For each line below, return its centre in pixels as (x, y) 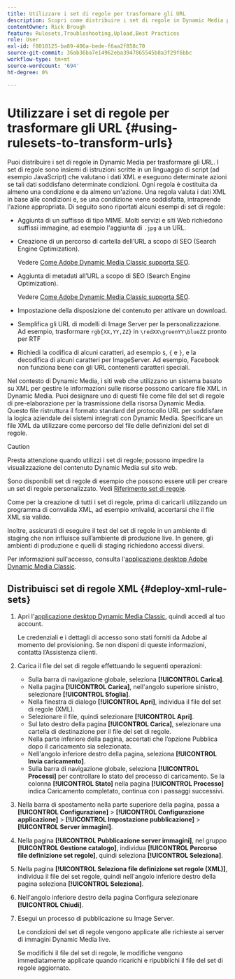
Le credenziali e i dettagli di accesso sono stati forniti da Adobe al (112, 637)
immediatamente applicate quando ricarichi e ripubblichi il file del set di (120, 961)
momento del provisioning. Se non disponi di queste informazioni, (112, 645)
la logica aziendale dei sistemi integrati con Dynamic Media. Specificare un (115, 418)
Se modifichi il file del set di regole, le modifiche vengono (100, 953)
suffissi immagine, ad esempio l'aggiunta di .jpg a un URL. (102, 228)
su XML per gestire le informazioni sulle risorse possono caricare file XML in (117, 389)
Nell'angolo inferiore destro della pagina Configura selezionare (108, 898)
